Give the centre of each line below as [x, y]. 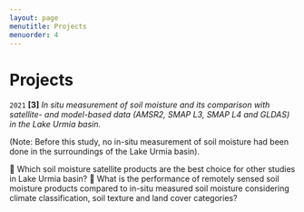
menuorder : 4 [34, 35]
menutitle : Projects [49, 26]
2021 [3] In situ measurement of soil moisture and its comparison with [140, 105]
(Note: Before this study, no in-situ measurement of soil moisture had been [149, 142]
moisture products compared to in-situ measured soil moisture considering [150, 188]
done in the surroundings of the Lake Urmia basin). [105, 152]
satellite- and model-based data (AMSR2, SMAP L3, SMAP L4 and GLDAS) [150, 115]
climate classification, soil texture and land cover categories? [123, 198]
